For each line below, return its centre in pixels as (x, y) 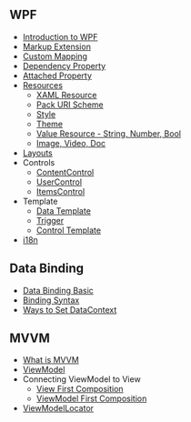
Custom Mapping (55, 56)
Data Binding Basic (58, 290)
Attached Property (57, 75)
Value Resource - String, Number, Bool (109, 133)
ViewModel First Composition (91, 398)
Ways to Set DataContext (70, 309)
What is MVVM (50, 360)
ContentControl (65, 172)
